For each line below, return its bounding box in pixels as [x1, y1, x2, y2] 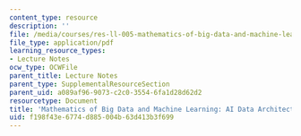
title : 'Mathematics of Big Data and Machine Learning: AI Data [9, 105, 254, 114]
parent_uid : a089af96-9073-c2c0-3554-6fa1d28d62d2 [9, 88, 202, 97]
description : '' [9, 21, 70, 30]
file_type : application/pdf [9, 38, 115, 47]
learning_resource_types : [9, 47, 106, 55]
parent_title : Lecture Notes [9, 72, 118, 81]
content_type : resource [9, 13, 99, 22]
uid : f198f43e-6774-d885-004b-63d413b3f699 [9, 113, 175, 122]
